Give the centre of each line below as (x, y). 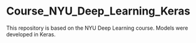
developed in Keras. (31, 34)
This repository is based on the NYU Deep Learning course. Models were (97, 28)
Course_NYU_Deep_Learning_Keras (98, 11)
